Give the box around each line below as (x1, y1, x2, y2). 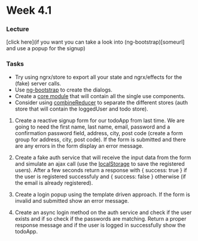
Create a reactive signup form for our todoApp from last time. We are (14, 117, 185, 124)
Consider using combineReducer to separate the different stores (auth (14, 99, 188, 106)
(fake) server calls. (14, 80, 62, 87)
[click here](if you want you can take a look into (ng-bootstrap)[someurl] (6, 38, 185, 45)
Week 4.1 (6, 4, 52, 17)
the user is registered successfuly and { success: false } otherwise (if (14, 173, 187, 180)
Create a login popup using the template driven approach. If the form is (14, 191, 190, 198)
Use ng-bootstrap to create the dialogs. (14, 86, 112, 93)
